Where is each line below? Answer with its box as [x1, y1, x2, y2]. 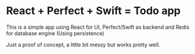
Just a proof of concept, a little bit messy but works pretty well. [6, 41, 161, 48]
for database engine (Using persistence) [6, 29, 105, 36]
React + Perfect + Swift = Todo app [6, 4, 181, 18]
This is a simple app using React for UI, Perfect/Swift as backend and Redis [6, 23, 190, 31]
